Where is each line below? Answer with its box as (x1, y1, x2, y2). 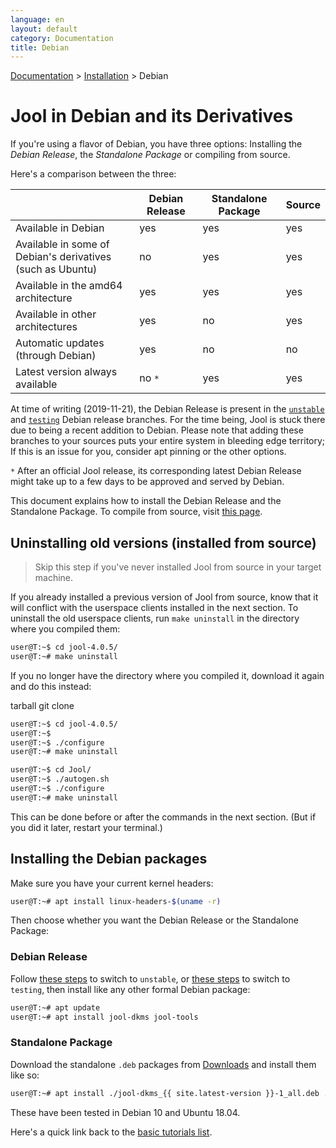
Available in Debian (15, 221, 105, 235)
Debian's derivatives (15, 250, 112, 264)
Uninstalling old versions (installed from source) (10, 534, 317, 551)
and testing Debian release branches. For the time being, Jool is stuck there (10, 414, 326, 426)
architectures (15, 320, 78, 334)
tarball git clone (10, 699, 75, 711)
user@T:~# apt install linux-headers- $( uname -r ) (10, 896, 222, 906)
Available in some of (15, 237, 110, 251)
